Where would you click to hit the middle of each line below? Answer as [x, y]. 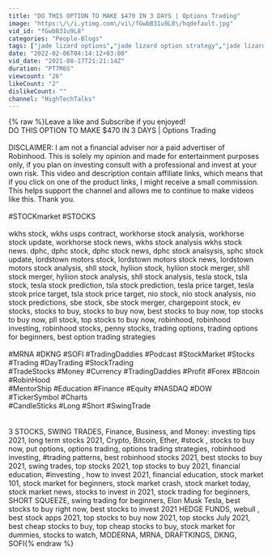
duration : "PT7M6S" [41, 69]
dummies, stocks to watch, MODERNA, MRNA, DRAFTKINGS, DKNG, [123, 535]
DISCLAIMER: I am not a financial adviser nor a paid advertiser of [117, 147]
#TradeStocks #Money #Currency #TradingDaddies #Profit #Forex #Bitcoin [134, 371]
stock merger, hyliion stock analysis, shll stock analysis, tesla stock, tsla [128, 277]
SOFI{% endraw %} [41, 544]
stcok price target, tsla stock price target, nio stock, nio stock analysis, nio [132, 294]
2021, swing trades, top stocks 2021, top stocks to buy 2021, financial [124, 466]
